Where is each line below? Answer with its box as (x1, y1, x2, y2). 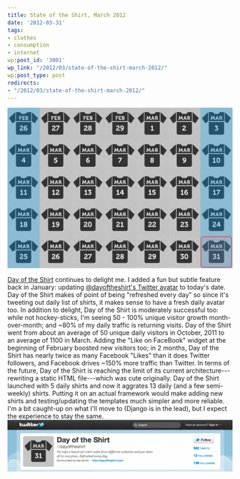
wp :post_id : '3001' (7, 57, 66, 64)
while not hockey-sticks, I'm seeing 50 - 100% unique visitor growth (7, 313, 208, 321)
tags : (7, 26, 24, 34)
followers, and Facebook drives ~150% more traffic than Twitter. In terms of (7, 358, 230, 367)
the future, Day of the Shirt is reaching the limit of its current (7, 366, 184, 375)
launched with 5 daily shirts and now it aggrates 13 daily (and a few (7, 381, 205, 390)
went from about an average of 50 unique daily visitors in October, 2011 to (7, 328, 225, 337)
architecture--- (185, 366, 231, 375)
